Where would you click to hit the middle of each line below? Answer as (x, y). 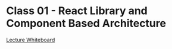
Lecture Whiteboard (31, 40)
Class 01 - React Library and (77, 11)
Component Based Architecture (86, 23)
